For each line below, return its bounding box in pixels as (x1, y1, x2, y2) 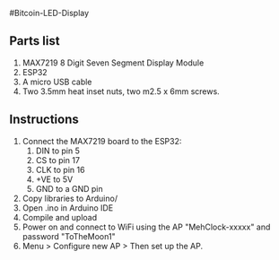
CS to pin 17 (35, 154, 81, 165)
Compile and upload (22, 212, 97, 222)
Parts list (9, 33, 60, 48)
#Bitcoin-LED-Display (9, 8, 90, 18)
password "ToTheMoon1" (22, 230, 116, 241)
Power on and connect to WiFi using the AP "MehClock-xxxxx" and (22, 221, 271, 232)
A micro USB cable (22, 76, 92, 87)
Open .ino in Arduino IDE (22, 202, 114, 213)
